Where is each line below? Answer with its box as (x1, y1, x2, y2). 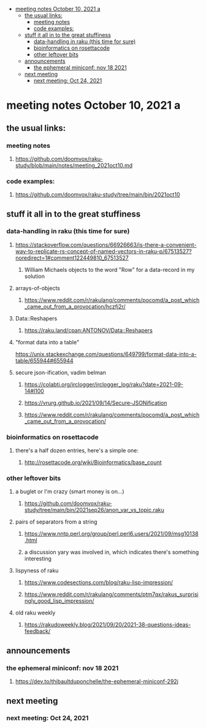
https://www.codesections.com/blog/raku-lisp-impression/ (24, 579, 174, 586)
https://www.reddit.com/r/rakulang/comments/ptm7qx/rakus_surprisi (24, 591, 199, 598)
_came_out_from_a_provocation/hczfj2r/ (24, 303, 126, 310)
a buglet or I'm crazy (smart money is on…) (15, 488, 124, 495)
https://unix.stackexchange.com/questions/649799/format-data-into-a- (15, 350, 197, 358)
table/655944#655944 (15, 357, 74, 364)
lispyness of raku (15, 567, 59, 575)
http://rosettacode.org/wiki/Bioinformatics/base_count (24, 459, 162, 466)
